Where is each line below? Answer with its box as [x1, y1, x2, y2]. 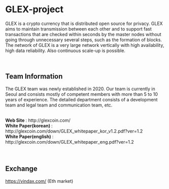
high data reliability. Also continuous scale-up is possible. [5, 47, 126, 53]
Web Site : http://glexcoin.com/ [5, 117, 71, 123]
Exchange [5, 165, 38, 173]
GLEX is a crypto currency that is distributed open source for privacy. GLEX [5, 20, 163, 26]
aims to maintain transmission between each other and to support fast [5, 25, 152, 32]
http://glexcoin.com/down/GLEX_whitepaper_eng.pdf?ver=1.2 [5, 139, 134, 145]
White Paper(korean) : [5, 122, 53, 128]
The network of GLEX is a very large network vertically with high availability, [5, 42, 164, 48]
